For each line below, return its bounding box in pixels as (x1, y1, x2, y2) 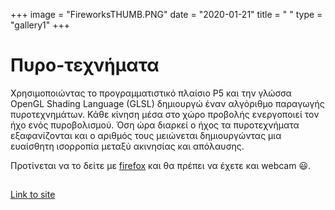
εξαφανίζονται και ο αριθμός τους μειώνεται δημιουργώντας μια (10, 129, 282, 141)
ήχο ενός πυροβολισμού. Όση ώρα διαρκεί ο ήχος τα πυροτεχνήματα (10, 119, 300, 131)
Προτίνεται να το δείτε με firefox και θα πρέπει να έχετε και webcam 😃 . (10, 159, 312, 171)
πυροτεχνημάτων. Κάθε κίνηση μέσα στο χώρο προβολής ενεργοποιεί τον (10, 108, 320, 120)
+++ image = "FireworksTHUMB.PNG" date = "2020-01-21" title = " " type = (10, 9, 323, 20)
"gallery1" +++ (10, 19, 71, 31)
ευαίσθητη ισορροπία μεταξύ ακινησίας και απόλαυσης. (10, 140, 245, 152)
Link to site (10, 189, 56, 201)
